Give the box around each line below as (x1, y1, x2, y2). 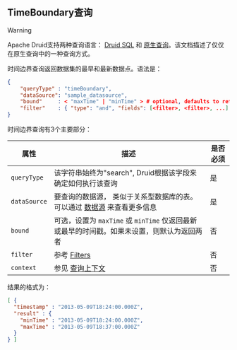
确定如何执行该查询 (54, 179, 118, 189)
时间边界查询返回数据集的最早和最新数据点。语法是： (7, 64, 162, 73)
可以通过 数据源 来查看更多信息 (54, 202, 157, 212)
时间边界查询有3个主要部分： (7, 125, 92, 134)
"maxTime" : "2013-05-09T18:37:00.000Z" (20, 323, 140, 330)
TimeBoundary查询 (7, 6, 93, 19)
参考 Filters (54, 250, 91, 260)
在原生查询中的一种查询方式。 (7, 49, 94, 58)
